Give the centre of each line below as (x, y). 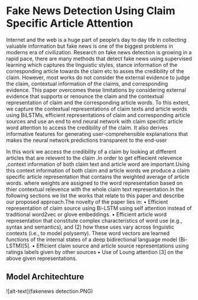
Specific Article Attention (70, 23)
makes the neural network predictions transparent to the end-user (87, 140)
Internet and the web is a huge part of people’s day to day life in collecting (96, 40)
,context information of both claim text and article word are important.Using (98, 164)
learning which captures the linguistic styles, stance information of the (92, 65)
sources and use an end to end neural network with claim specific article (95, 121)
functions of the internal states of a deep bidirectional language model (92, 239)
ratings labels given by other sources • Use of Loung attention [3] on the (95, 252)
